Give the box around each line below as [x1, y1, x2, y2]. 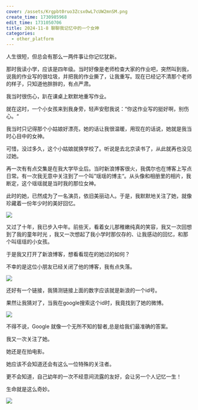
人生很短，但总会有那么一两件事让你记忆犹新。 [6, 53, 120, 60]
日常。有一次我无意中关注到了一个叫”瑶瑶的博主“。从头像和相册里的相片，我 [6, 172, 192, 179]
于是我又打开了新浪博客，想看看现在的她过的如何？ [6, 251, 130, 257]
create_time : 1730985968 [6, 14, 67, 20]
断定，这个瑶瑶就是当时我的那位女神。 [6, 180, 99, 186]
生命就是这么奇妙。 [6, 386, 53, 392]
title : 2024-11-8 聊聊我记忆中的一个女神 [6, 25, 100, 31]
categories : [6, 31, 35, 37]
